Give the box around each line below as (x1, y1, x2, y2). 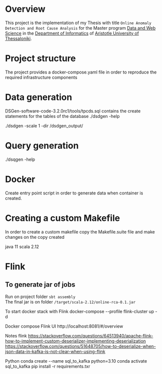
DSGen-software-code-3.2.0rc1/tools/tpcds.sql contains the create (5, 108, 141, 114)
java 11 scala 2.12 (5, 243, 39, 250)
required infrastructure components (5, 74, 78, 80)
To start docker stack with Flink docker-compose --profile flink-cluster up (5, 308, 155, 314)
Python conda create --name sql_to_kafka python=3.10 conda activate (5, 358, 147, 364)
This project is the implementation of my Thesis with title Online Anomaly (5, 20, 152, 26)
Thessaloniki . (5, 36, 32, 41)
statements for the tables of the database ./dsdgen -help (5, 113, 120, 119)
